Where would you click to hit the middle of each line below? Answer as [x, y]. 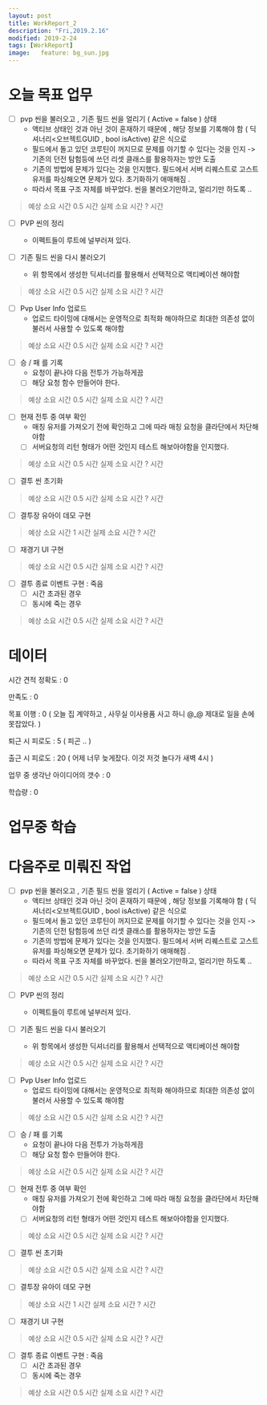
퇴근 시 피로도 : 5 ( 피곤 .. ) [50, 741]
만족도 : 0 [23, 696]
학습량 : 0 [23, 792]
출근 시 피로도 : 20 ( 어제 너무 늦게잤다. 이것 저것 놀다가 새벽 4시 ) [111, 758]
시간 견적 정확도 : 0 [38, 679]
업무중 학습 [42, 827]
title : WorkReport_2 [43, 23]
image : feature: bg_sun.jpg [59, 53]
